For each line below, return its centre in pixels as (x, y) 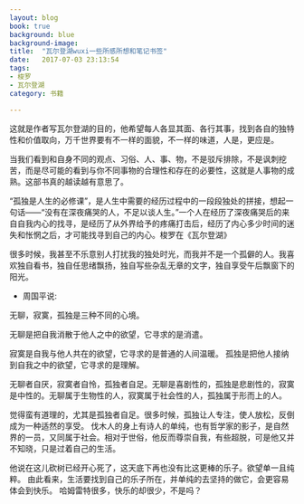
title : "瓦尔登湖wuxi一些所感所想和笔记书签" (88, 52)
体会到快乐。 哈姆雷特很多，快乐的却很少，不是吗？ (105, 490)
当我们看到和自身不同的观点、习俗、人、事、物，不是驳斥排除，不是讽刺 (144, 158)
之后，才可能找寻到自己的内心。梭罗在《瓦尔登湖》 (136, 234)
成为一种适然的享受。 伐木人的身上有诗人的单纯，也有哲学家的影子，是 (141, 425)
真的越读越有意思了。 (88, 181)
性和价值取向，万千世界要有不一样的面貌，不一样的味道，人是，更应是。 (144, 139)
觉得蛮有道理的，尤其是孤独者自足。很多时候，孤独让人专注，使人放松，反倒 (152, 414)
